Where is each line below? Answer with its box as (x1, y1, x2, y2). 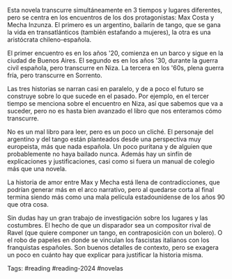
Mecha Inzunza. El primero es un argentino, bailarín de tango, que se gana (7, 21, 221, 29)
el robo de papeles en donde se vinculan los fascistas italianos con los (7, 236, 210, 244)
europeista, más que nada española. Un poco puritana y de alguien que (7, 143, 212, 150)
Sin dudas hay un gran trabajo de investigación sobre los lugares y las (7, 214, 208, 222)
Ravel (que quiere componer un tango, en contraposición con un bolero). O (7, 229, 223, 237)
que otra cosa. (7, 200, 49, 208)
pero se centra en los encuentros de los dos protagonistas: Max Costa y (7, 13, 215, 22)
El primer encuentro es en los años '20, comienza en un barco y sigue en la (7, 49, 224, 57)
